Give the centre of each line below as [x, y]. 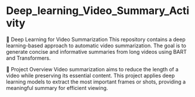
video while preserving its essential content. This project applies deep [90, 75]
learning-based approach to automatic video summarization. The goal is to [96, 46]
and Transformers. [28, 58]
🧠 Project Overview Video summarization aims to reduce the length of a [92, 69]
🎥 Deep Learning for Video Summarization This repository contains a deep [96, 39]
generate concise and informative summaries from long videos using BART [97, 51]
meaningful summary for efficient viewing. [57, 88]
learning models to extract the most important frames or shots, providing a [96, 82]
